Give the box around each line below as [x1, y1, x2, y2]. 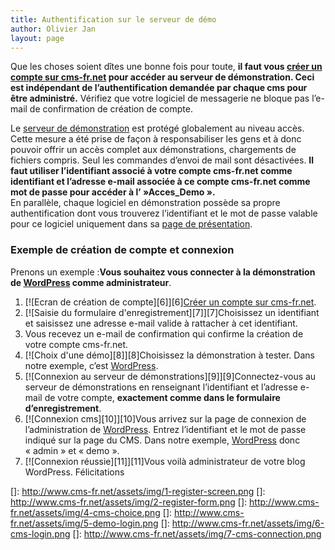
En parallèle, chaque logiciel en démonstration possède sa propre [10, 197, 281, 209]
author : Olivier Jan [10, 24, 97, 34]
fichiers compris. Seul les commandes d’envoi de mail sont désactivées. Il [10, 154, 315, 166]
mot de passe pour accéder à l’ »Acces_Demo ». [10, 186, 216, 198]
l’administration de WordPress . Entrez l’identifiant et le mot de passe [24, 423, 307, 435]
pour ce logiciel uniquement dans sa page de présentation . [10, 218, 253, 230]
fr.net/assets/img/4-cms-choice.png [10, 506, 161, 518]
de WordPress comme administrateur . [10, 276, 172, 288]
